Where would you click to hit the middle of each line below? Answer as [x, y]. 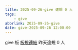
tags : [10, 14]
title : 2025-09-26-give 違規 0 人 [39, 10]
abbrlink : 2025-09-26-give [32, 23]
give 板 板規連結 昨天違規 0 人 [35, 43]
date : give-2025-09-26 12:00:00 [38, 28]
